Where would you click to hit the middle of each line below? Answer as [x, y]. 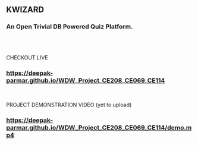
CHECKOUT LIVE [27, 57]
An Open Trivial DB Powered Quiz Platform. [70, 27]
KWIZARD [25, 10]
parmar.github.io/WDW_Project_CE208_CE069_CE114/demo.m [99, 127]
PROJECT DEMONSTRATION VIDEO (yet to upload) [69, 105]
